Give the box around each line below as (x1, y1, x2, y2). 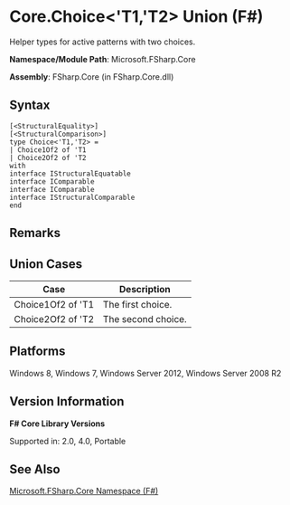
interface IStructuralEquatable (9, 169, 131, 178)
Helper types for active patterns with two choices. (9, 36, 196, 47)
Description (118, 282, 171, 295)
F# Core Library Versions (9, 418, 106, 429)
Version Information (9, 394, 125, 409)
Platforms (9, 344, 66, 359)
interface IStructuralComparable (9, 193, 136, 202)
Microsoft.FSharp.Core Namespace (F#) (9, 486, 159, 497)
